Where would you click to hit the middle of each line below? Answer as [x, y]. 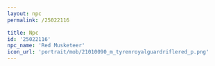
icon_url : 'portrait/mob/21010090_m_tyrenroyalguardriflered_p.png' [108, 52]
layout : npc [24, 14]
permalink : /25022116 [38, 20]
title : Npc [23, 33]
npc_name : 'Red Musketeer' [46, 46]
